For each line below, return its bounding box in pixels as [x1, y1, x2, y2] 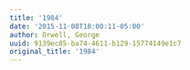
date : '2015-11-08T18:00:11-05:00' [9, 22, 145, 31]
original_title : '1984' [9, 47, 100, 56]
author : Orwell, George [9, 30, 100, 39]
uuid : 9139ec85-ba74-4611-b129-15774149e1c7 [9, 38, 182, 48]
